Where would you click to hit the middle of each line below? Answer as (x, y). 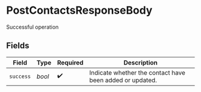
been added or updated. (123, 80)
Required (70, 62)
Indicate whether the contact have (137, 72)
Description (141, 62)
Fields (18, 46)
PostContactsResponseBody (79, 10)
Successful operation (32, 27)
